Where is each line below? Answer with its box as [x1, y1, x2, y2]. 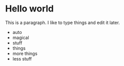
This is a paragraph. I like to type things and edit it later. [5, 19, 120, 25]
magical [12, 34, 29, 40]
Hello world [5, 3, 54, 14]
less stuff [12, 55, 32, 61]
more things [12, 50, 38, 56]
